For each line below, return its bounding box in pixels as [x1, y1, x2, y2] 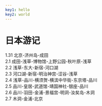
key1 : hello [5, 7, 30, 12]
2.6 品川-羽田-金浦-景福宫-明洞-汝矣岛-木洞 [5, 90, 95, 96]
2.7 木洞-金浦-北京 [5, 96, 43, 102]
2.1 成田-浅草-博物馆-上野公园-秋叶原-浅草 [5, 58, 92, 65]
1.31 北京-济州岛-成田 [5, 52, 49, 58]
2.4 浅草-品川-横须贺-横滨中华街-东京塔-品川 [5, 77, 98, 83]
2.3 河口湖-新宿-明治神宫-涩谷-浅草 [5, 71, 78, 77]
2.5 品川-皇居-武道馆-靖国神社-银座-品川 [5, 83, 89, 90]
